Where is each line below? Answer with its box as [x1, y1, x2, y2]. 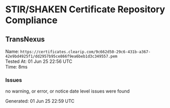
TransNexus [5, 35, 45, 44]
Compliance [5, 14, 58, 26]
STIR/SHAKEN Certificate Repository [5, 4, 165, 15]
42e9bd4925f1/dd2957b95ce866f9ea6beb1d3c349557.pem [5, 54, 117, 59]
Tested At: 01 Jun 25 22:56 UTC [5, 58, 72, 64]
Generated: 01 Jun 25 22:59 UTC [5, 98, 75, 104]
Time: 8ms [5, 64, 28, 70]
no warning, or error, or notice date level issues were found [5, 88, 130, 94]
